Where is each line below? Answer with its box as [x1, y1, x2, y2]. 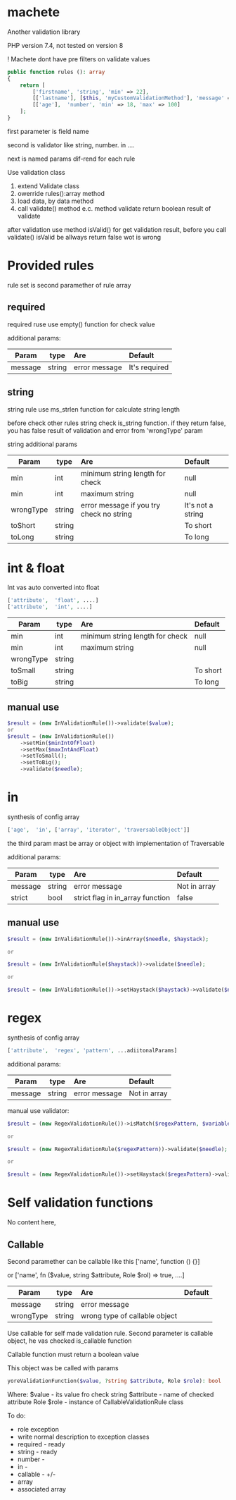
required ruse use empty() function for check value [7, 320, 156, 328]
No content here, [7, 1218, 56, 1227]
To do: [7, 1411, 26, 1420]
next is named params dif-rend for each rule [7, 154, 136, 163]
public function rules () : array [7, 68, 105, 75]
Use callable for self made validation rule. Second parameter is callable [7, 1329, 214, 1337]
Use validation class [7, 168, 65, 176]
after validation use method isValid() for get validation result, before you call [7, 225, 227, 233]
